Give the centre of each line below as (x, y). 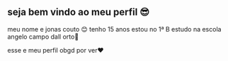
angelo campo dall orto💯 (43, 36)
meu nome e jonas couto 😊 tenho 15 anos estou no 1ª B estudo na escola (114, 29)
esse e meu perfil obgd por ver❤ (56, 50)
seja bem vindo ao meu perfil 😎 (79, 12)
